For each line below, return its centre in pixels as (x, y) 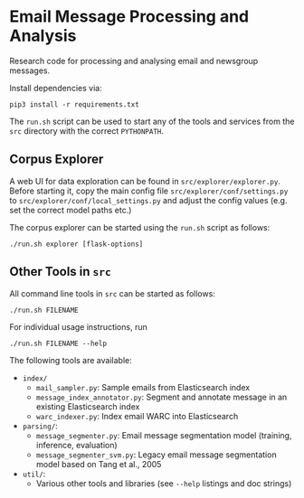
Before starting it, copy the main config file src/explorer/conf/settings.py (149, 191)
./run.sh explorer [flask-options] (76, 244)
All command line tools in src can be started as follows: (112, 293)
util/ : (34, 474)
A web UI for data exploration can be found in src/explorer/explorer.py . (145, 181)
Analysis (43, 36)
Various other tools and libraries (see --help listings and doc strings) (164, 483)
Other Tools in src (60, 272)
